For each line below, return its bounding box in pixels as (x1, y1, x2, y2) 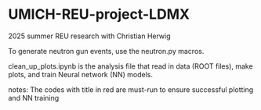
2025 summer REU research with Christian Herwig (8, 31, 171, 41)
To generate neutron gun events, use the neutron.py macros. (8, 46, 205, 55)
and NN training (8, 93, 60, 102)
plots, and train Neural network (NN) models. (8, 69, 153, 79)
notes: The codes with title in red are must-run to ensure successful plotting (8, 84, 254, 94)
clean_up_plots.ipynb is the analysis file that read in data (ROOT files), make (8, 61, 253, 71)
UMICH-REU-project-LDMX (8, 5, 190, 23)
